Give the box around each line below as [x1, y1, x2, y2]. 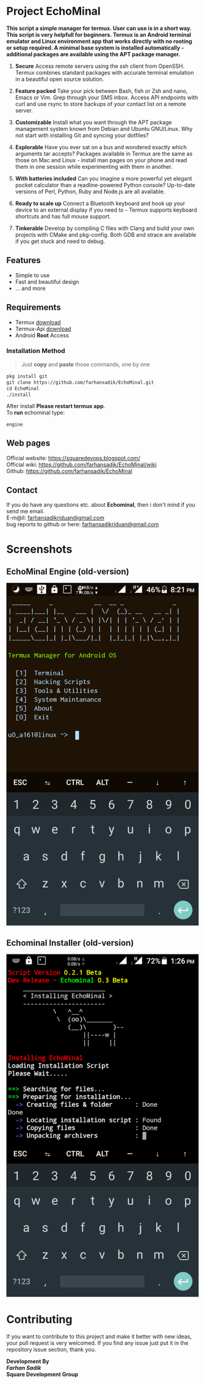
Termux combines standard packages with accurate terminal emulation [15, 69, 194, 76]
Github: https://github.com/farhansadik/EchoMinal [6, 467, 132, 475]
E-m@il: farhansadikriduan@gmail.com [6, 514, 105, 521]
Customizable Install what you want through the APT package [15, 118, 172, 126]
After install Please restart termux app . [6, 402, 106, 409]
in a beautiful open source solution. [15, 75, 104, 83]
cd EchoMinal [6, 385, 40, 392]
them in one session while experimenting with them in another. [15, 163, 173, 170]
